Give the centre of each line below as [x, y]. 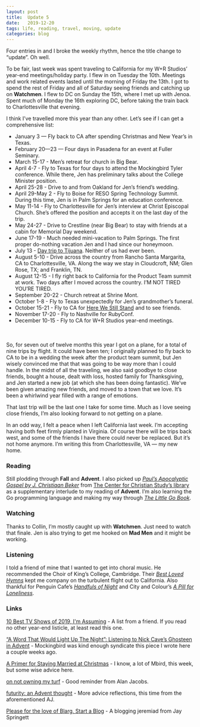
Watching [21, 513]
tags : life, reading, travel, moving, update [63, 28]
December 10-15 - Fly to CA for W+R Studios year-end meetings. [94, 321]
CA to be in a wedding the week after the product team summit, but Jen [94, 358]
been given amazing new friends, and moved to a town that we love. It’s [94, 389]
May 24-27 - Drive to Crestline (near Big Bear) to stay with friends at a [101, 225]
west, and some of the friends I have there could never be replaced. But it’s [98, 438]
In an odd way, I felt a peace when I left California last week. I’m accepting [97, 425]
